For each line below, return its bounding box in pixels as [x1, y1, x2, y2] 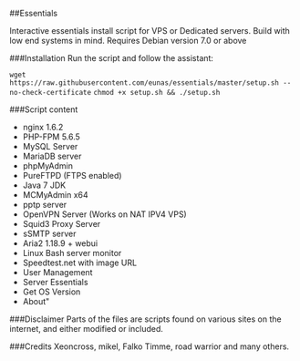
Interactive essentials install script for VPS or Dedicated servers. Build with [9, 26, 290, 36]
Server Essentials [22, 277, 88, 287]
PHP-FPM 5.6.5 [22, 131, 80, 142]
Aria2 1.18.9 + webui [22, 238, 98, 249]
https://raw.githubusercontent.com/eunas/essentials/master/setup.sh [9, 78, 280, 88]
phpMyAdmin [22, 160, 74, 171]
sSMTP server [22, 228, 77, 239]
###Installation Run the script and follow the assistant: [9, 53, 214, 63]
